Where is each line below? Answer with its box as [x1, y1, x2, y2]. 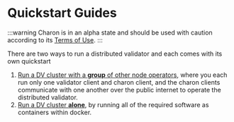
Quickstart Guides [7, 5, 117, 21]
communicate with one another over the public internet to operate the [17, 85, 221, 94]
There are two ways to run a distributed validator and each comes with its [7, 49, 223, 58]
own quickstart [7, 56, 51, 65]
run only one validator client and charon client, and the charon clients [17, 78, 221, 86]
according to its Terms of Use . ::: [7, 35, 103, 44]
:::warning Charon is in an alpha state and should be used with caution [7, 28, 213, 37]
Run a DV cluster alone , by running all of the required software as [17, 100, 209, 109]
